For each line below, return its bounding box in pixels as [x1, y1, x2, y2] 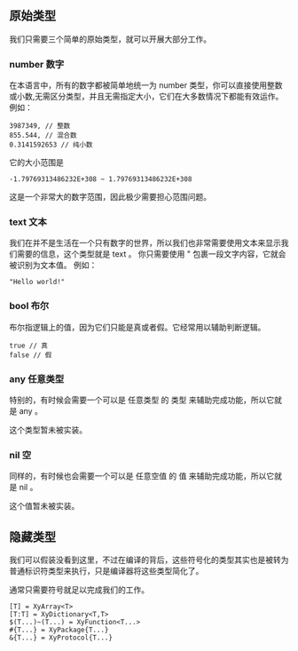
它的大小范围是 [9, 157, 64, 168]
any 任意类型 [9, 372, 65, 385]
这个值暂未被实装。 [9, 501, 80, 512]
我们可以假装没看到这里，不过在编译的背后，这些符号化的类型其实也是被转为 [9, 554, 289, 566]
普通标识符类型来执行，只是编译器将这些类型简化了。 [9, 566, 204, 576]
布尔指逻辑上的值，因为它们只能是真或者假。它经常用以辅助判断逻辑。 [9, 322, 266, 332]
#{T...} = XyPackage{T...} [9, 625, 109, 635]
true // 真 [9, 341, 49, 350]
